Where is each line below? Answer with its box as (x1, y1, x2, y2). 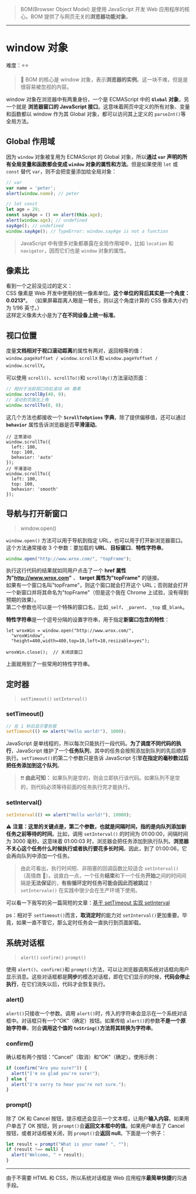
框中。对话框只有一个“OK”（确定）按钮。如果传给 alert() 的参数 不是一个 (6, 1017, 181, 1024)
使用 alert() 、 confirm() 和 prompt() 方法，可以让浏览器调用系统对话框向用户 (6, 966, 190, 973)
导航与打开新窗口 (6, 509, 68, 519)
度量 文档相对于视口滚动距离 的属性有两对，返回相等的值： (6, 347, 144, 354)
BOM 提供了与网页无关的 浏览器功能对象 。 (30, 13, 131, 20)
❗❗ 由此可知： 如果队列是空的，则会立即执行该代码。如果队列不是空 (20, 774, 180, 781)
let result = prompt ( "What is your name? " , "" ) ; (6, 1141, 129, 1147)
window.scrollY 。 (6, 362, 48, 369)
